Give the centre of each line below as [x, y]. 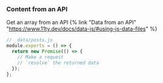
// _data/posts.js [29, 40]
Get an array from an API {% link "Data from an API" [71, 23]
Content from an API [37, 9]
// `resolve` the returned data [58, 63]
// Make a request [40, 57]
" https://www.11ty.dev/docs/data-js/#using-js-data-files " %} [82, 29]
